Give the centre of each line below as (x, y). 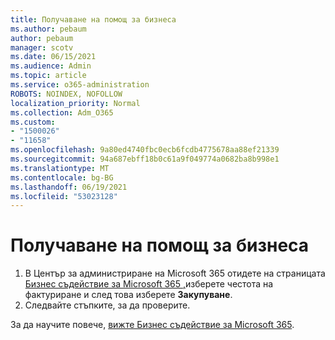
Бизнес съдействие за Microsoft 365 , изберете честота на (149, 284)
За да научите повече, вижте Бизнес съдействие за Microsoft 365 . (152, 325)
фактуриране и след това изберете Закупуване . (128, 295)
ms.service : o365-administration (80, 85)
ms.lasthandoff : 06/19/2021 (69, 187)
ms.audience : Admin (51, 66)
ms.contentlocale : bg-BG (62, 177)
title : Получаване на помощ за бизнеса (93, 19)
